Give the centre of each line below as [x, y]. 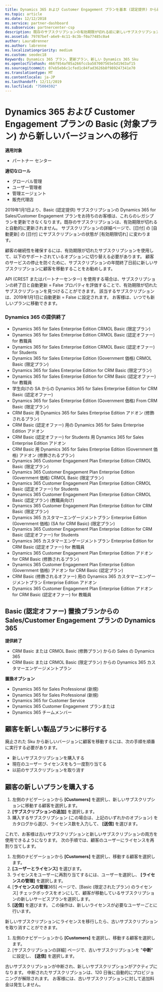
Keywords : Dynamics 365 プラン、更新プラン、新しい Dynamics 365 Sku [72, 59]
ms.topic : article [24, 14]
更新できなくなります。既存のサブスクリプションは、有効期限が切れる [88, 222]
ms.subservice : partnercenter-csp [40, 28]
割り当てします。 [22, 846]
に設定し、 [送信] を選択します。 [44, 956]
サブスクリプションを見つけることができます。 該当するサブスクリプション [80, 291]
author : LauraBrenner [27, 41]
